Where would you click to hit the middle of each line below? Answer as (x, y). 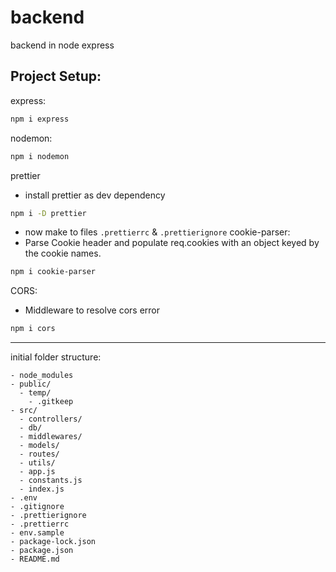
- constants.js (51, 481)
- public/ (31, 384)
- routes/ (39, 454)
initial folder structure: (56, 357)
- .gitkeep (51, 402)
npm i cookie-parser (53, 272)
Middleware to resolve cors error (92, 310)
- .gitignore (37, 507)
